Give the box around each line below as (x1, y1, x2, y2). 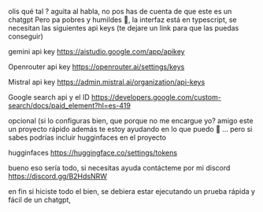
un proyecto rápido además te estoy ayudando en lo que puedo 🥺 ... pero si (8, 125, 253, 133)
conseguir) (8, 31, 43, 41)
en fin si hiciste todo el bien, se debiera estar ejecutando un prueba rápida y (8, 187, 256, 196)
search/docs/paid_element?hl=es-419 (8, 101, 131, 110)
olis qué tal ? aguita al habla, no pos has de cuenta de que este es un (8, 7, 232, 16)
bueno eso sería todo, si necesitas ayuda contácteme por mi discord (8, 163, 231, 172)
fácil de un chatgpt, (8, 196, 72, 204)
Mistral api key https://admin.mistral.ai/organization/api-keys (8, 78, 206, 86)
